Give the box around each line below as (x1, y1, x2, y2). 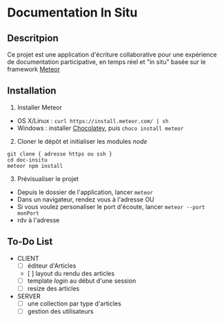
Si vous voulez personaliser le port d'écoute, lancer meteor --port (17, 202, 205, 211)
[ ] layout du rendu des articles (27, 269, 115, 277)
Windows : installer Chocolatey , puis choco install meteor (17, 124, 184, 132)
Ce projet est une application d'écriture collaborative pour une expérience (7, 50, 217, 58)
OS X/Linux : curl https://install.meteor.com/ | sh (17, 116, 169, 125)
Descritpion (7, 32, 59, 44)
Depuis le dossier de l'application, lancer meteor (17, 188, 154, 196)
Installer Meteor (17, 103, 62, 111)
